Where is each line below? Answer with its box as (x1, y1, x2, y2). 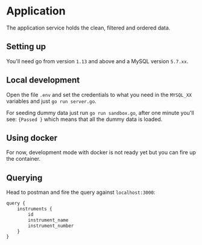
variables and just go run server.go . (6, 98, 96, 105)
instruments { (17, 206, 52, 212)
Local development (6, 75, 80, 85)
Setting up (6, 42, 46, 52)
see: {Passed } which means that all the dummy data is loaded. (6, 116, 163, 123)
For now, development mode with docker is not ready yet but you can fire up (6, 149, 196, 156)
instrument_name (28, 217, 69, 223)
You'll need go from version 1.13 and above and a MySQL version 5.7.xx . (6, 57, 189, 64)
